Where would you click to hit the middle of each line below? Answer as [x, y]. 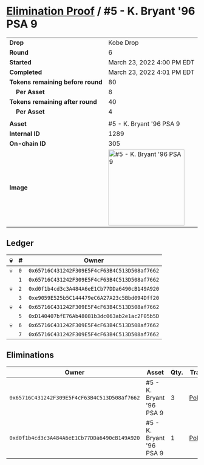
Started [20, 62]
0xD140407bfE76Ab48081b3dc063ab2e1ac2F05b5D [94, 316]
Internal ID [25, 134]
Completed [26, 72]
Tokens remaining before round [56, 82]
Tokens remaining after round [53, 101]
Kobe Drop [124, 42]
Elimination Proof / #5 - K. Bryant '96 [101, 11]
